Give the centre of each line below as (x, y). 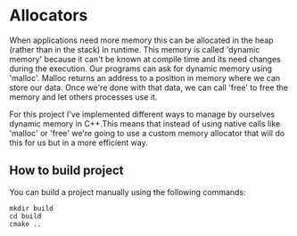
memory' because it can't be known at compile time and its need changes (145, 59)
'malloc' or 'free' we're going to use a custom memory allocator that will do (147, 133)
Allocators (49, 16)
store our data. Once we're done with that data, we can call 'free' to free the (149, 87)
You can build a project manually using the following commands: (128, 191)
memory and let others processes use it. (83, 97)
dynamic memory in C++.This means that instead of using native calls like (145, 123)
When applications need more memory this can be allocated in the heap (141, 40)
